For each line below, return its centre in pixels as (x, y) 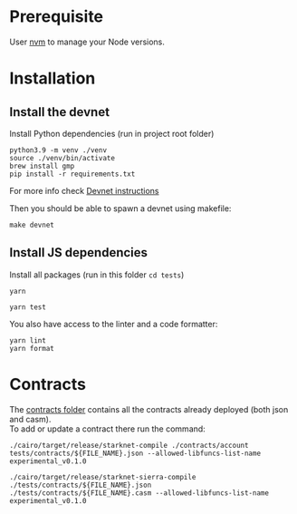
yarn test (28, 307)
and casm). (30, 419)
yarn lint (28, 340)
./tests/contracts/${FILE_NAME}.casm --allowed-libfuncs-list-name (139, 493)
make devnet (32, 225)
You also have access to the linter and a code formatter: (114, 324)
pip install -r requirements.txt (72, 174)
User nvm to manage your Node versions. (87, 42)
